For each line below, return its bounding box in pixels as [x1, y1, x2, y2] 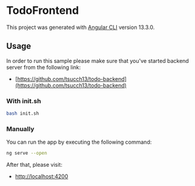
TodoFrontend [6, 4, 79, 18]
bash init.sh [6, 111, 39, 117]
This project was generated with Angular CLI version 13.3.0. [6, 24, 155, 31]
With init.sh [6, 97, 41, 105]
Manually [6, 124, 35, 133]
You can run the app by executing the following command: [6, 138, 152, 146]
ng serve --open [6, 150, 47, 156]
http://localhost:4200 [15, 173, 68, 180]
